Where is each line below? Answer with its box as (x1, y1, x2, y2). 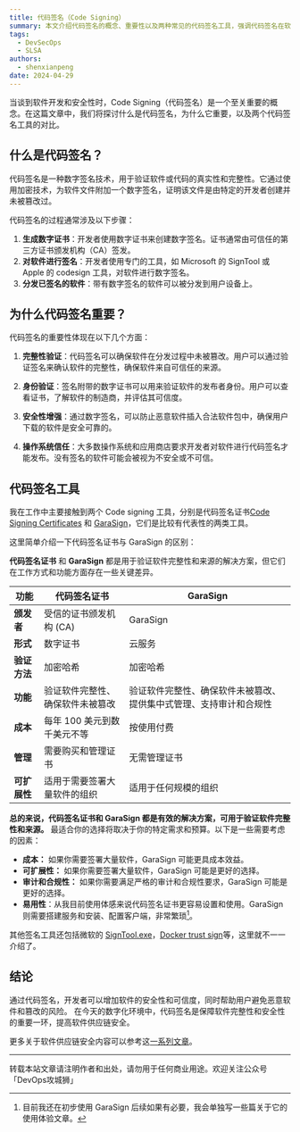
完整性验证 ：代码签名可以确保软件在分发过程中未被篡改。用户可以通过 (21, 351, 281, 362)
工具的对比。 (16, 119, 64, 129)
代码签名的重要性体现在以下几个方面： (9, 332, 150, 343)
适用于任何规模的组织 (129, 782, 219, 795)
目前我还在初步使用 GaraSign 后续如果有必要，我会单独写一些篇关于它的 (21, 1102, 288, 1112)
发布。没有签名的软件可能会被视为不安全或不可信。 (29, 453, 219, 463)
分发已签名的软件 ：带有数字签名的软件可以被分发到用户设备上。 (21, 278, 257, 288)
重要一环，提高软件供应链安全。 (16, 1017, 135, 1028)
